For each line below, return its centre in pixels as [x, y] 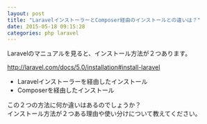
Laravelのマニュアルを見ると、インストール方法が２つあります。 [99, 53]
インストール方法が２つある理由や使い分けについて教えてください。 [104, 114]
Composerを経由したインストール [66, 90]
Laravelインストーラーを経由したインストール [82, 82]
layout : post [26, 14]
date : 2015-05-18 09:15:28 [46, 26]
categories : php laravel [43, 33]
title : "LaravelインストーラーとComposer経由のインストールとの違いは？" [104, 20]
